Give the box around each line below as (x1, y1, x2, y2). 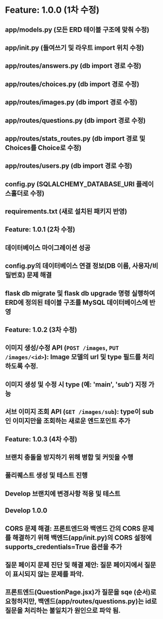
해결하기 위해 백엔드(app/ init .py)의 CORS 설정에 (12, 533, 152, 542)
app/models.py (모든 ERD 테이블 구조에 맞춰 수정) (5, 25, 149, 34)
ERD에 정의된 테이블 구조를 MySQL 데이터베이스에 (5, 298, 148, 306)
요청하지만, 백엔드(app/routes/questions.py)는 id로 (5, 597, 157, 606)
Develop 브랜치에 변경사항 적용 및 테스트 (5, 489, 121, 498)
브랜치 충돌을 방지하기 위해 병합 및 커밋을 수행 (5, 453, 134, 461)
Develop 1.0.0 (5, 506, 48, 515)
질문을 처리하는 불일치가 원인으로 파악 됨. (5, 606, 121, 615)
